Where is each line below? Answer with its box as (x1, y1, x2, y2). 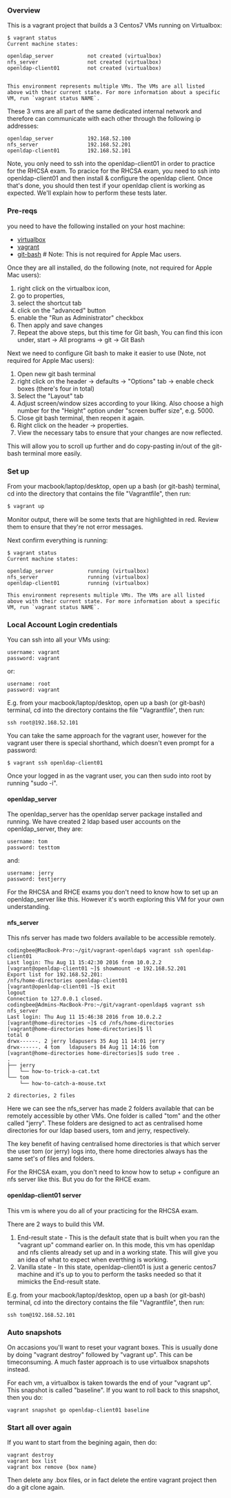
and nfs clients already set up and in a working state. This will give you (17, 1248, 219, 1256)
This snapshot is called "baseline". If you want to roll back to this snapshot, (7, 1385, 221, 1394)
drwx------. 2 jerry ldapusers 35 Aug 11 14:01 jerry (7, 1038, 165, 1045)
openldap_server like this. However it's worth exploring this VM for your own (7, 895, 225, 904)
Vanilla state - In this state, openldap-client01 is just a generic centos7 (17, 1262, 217, 1271)
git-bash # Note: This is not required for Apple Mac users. (17, 250, 181, 258)
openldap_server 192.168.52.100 (7, 135, 131, 142)
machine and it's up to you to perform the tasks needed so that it (17, 1270, 202, 1278)
